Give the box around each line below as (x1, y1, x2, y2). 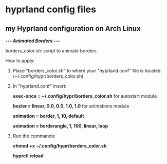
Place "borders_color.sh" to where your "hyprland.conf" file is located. (12, 68, 162, 74)
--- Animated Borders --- (5, 38, 60, 44)
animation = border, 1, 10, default (12, 113, 84, 119)
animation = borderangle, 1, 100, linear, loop (12, 123, 108, 129)
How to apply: (5, 58, 35, 64)
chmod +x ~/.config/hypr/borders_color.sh (12, 143, 107, 149)
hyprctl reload (12, 153, 44, 159)
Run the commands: (12, 133, 55, 139)
